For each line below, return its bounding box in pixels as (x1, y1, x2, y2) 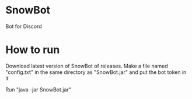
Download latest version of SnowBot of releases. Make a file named (5, 62, 169, 69)
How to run (5, 43, 60, 56)
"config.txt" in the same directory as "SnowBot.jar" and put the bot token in (5, 68, 187, 76)
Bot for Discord (5, 23, 42, 30)
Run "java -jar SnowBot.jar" (5, 86, 71, 93)
